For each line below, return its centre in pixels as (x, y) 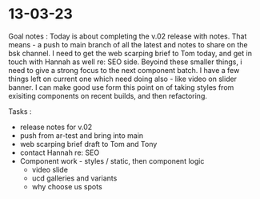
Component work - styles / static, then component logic (112, 160)
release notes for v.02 (56, 127)
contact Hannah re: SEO (60, 152)
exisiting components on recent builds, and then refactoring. (108, 95)
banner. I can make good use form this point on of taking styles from (121, 87)
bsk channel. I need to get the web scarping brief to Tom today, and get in (130, 53)
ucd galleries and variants (74, 178)
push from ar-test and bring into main (82, 135)
